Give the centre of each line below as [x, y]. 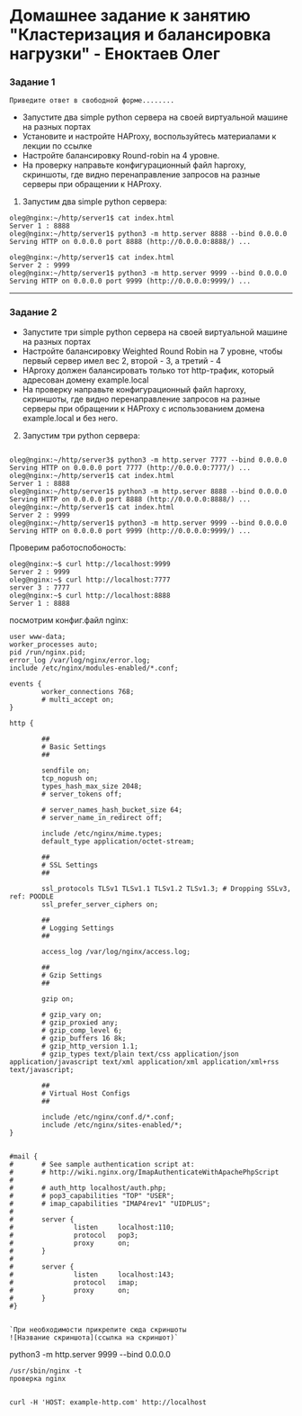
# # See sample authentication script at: [102, 1164]
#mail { [24, 1156]
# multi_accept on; [78, 699]
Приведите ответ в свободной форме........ [92, 101]
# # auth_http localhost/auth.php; [88, 1188]
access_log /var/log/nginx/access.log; [116, 952]
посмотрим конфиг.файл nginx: [69, 620]
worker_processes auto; [54, 645]
